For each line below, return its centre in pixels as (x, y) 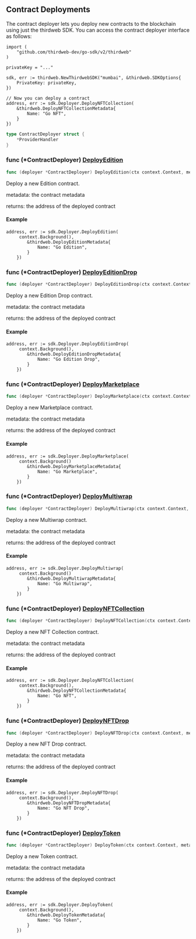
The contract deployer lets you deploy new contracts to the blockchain (91, 23)
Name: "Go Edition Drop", (69, 360)
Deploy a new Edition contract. (43, 183)
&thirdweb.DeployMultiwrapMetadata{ (71, 578)
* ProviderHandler (38, 139)
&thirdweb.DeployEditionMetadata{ (69, 242)
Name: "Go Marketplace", (67, 472)
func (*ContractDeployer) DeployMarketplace (73, 384)
